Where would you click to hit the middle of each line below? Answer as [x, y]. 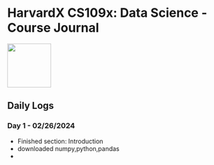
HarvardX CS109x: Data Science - [107, 13]
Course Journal [53, 28]
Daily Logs [31, 106]
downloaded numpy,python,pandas [69, 148]
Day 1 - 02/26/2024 [41, 126]
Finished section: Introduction [60, 141]
